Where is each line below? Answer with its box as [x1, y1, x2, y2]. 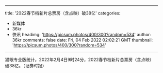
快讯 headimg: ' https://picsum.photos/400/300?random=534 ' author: [12, 32, 151, 37]
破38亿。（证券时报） [5, 63, 47, 68]
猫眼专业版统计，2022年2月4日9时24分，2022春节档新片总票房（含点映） [5, 57, 154, 62]
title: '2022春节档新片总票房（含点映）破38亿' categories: [5, 10, 121, 16]
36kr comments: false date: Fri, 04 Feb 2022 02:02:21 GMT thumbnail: [12, 37, 153, 43]
